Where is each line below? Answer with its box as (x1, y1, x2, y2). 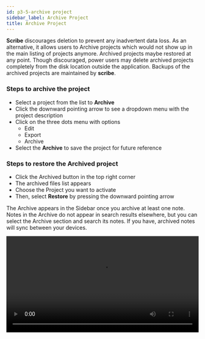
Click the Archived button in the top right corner (15, 173, 136, 180)
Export (24, 131, 41, 138)
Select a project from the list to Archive (15, 98, 115, 106)
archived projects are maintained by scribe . (6, 70, 116, 77)
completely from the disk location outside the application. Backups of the (6, 63, 190, 70)
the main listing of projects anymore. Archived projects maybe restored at (6, 50, 192, 57)
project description (15, 111, 63, 119)
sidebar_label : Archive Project (6, 15, 88, 21)
